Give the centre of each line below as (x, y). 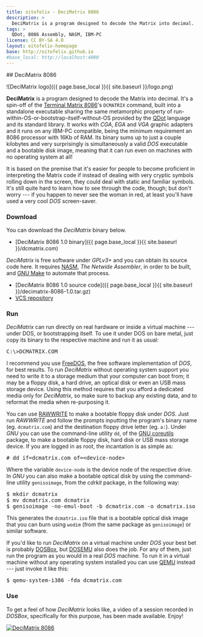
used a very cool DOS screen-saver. (52, 201)
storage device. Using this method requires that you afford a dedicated (95, 389)
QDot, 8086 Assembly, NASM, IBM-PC (57, 35)
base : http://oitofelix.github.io (50, 52)
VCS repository (34, 298)
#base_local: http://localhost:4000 (53, 57)
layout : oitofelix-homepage (42, 46)
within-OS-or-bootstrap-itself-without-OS (59, 118)
